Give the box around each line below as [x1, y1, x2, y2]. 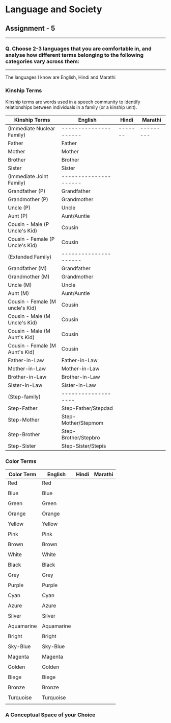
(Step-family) [8, 393, 41, 400]
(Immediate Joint [8, 173, 48, 180]
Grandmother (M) [8, 273, 50, 280]
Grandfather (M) [8, 265, 47, 272]
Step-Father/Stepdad [61, 405, 113, 412]
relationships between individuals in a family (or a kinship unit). [5, 104, 137, 110]
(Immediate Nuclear [8, 125, 55, 132]
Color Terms [5, 457, 37, 464]
